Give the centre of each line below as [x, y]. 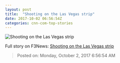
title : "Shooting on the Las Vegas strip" [50, 14]
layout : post [18, 9]
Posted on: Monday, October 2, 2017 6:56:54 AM [66, 56]
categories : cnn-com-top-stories [39, 23]
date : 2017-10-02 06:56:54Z [34, 18]
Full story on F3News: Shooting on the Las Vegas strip [60, 46]
